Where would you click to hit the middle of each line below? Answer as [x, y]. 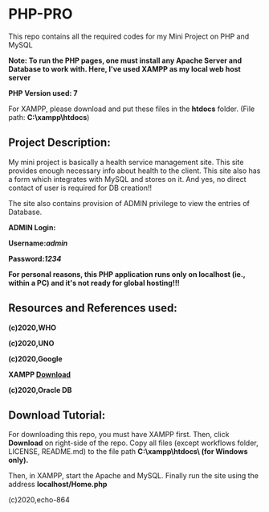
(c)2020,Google [35, 358]
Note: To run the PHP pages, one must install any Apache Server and [125, 60]
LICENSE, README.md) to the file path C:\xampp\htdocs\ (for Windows [128, 452]
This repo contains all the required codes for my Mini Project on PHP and [129, 36]
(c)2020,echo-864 [39, 500]
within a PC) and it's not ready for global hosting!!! [94, 283]
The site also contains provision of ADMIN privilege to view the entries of [129, 203]
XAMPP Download [39, 374]
